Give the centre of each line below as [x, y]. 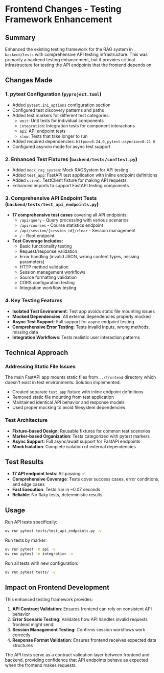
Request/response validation [48, 251]
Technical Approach [37, 352]
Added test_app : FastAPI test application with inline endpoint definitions [85, 175]
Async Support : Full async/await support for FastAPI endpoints [76, 441]
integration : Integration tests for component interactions [77, 125]
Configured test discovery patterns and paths [58, 110]
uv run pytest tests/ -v [30, 572]
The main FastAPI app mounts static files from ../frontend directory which [81, 377]
